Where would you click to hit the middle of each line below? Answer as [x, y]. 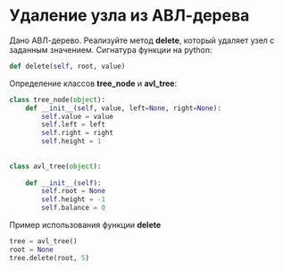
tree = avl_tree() [43, 241]
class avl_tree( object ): [55, 166]
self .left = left [73, 125]
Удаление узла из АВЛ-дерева [129, 16]
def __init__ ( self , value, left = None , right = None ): [123, 108]
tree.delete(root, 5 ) [50, 258]
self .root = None [73, 191]
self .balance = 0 [73, 208]
